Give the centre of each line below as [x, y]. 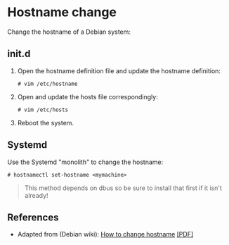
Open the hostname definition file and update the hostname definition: [119, 70]
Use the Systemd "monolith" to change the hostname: [85, 162]
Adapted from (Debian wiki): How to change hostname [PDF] [105, 234]
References [33, 217]
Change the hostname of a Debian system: [69, 32]
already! [36, 195]
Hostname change [62, 12]
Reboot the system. [46, 122]
